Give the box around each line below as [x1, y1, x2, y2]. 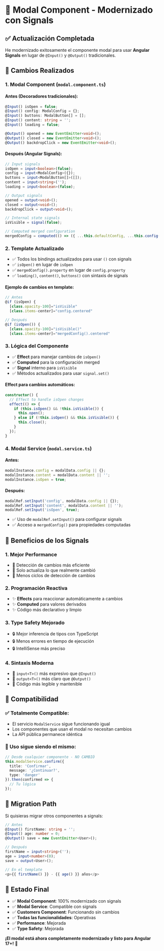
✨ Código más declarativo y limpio [12, 607, 82, 613]
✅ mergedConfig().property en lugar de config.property [12, 267, 125, 273]
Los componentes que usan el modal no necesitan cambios [12, 726, 132, 732]
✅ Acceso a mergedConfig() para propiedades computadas [12, 522, 131, 528]
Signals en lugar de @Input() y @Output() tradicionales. [5, 52, 116, 58]
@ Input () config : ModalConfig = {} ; [5, 108, 80, 114]
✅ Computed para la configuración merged [12, 359, 100, 365]
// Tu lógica [9, 782, 36, 787]
